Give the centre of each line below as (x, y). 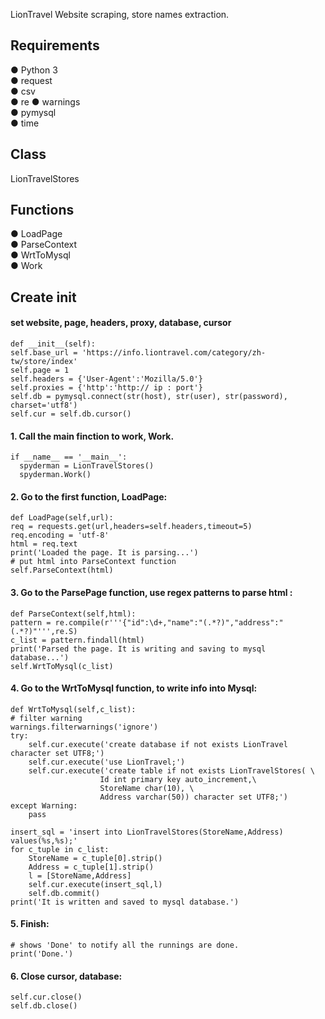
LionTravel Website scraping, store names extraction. (120, 14)
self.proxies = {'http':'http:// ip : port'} (106, 388)
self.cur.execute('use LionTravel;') (107, 762)
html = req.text (44, 544)
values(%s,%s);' (44, 840)
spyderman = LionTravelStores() (87, 466)
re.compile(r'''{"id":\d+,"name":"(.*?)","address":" (169, 622)
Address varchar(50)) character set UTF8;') (193, 797)
